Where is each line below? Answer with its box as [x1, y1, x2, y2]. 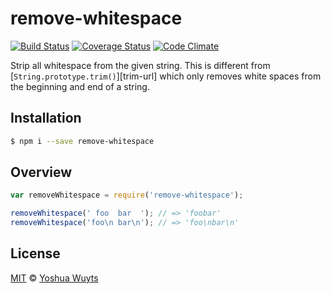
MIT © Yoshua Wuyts [10, 272, 99, 284]
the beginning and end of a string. [10, 80, 150, 92]
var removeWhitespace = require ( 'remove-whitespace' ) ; [10, 190, 244, 201]
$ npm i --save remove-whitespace [10, 136, 155, 146]
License [10, 245, 61, 262]
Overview [10, 164, 73, 181]
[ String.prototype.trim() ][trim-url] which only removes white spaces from [10, 70, 322, 82]
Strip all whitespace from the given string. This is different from [10, 59, 271, 71]
